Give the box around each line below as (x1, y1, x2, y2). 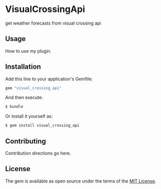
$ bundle (5, 104, 24, 109)
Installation (5, 63, 41, 71)
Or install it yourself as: (5, 113, 53, 119)
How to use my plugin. (5, 48, 52, 54)
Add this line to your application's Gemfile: (5, 76, 93, 82)
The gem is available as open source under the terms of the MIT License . (5, 178, 156, 184)
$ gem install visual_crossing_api (5, 123, 80, 128)
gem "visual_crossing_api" (5, 85, 62, 91)
